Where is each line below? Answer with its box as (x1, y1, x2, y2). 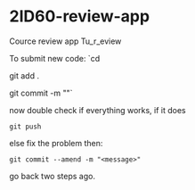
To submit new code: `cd (9, 53, 101, 63)
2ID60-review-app (9, 6, 150, 27)
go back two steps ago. (9, 170, 96, 181)
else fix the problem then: (9, 137, 103, 148)
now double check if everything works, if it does (9, 104, 187, 115)
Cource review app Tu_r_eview (9, 36, 122, 46)
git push (9, 122, 42, 131)
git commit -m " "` (9, 87, 73, 98)
